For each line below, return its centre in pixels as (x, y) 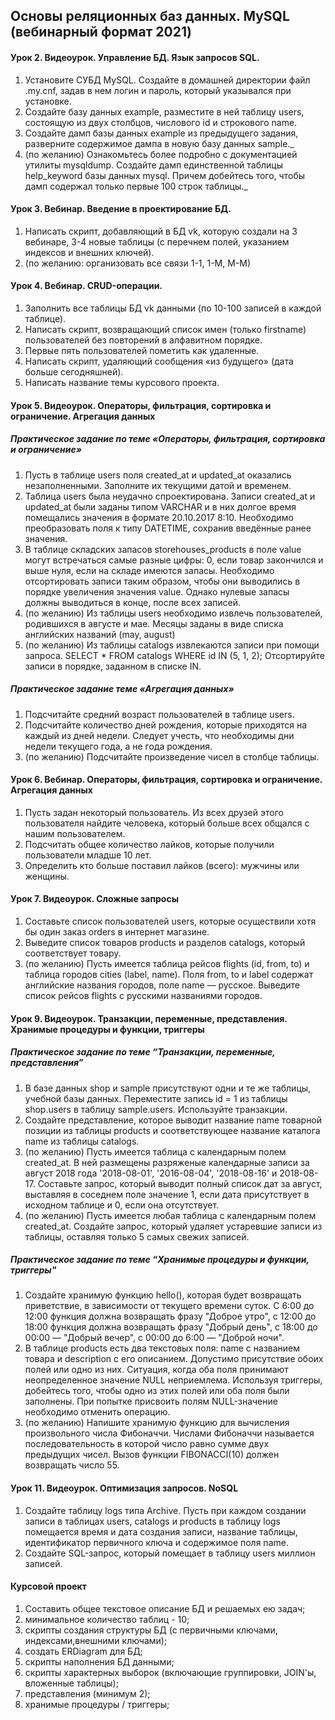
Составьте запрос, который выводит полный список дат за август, (180, 1183)
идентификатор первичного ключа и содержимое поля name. (156, 1542)
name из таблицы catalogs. (82, 1141)
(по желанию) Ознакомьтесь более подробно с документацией (161, 154)
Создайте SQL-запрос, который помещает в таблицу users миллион (170, 1553)
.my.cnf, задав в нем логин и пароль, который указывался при (158, 90)
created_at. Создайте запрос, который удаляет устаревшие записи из (173, 1226)
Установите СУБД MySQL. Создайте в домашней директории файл (167, 80)
